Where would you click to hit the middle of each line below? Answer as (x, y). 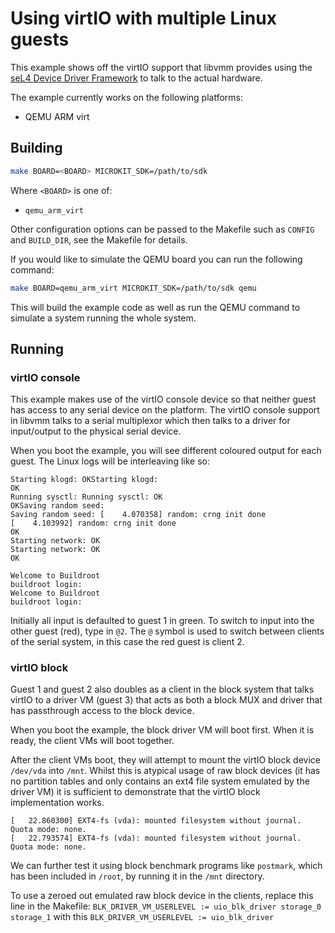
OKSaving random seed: (57, 506)
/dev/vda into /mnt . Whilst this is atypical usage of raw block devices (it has (165, 771)
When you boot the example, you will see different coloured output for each (166, 451)
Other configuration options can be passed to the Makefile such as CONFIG (162, 229)
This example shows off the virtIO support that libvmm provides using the (161, 67)
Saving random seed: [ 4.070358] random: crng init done (138, 515)
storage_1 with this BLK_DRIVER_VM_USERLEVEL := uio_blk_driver (142, 917)
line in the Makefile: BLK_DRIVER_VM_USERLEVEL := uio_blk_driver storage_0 (166, 906)
